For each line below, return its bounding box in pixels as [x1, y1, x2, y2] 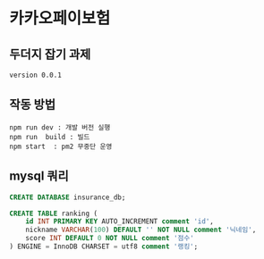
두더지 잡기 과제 [9, 46, 91, 62]
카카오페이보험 [9, 8, 111, 29]
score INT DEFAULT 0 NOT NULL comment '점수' [25, 234, 194, 243]
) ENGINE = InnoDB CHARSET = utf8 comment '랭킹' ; [9, 242, 199, 251]
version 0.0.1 [9, 71, 63, 79]
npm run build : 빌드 [9, 132, 90, 141]
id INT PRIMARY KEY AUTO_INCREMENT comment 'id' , [25, 217, 215, 226]
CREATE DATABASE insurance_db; [9, 193, 126, 202]
